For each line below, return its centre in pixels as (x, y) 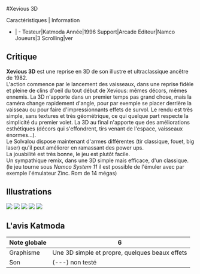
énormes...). (21, 135)
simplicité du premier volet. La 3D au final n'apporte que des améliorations (98, 122)
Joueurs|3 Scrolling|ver (44, 38)
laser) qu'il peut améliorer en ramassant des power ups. (75, 147)
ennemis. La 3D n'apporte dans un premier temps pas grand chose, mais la (99, 97)
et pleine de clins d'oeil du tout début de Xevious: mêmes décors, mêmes (97, 90)
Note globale (28, 243)
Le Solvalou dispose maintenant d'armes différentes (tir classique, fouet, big (100, 141)
